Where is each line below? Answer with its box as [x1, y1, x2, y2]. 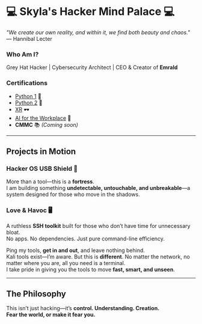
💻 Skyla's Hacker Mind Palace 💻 [6, 5, 175, 19]
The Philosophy [6, 289, 66, 299]
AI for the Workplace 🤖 [14, 114, 72, 121]
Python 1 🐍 [14, 93, 42, 100]
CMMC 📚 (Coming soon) [14, 121, 78, 128]
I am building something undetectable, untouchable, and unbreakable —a [6, 185, 191, 192]
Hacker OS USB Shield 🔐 [6, 164, 78, 173]
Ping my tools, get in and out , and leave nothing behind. [6, 246, 145, 254]
